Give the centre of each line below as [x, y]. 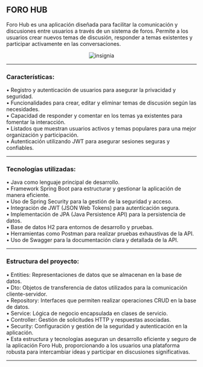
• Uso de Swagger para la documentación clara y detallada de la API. [92, 240]
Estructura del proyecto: [43, 261]
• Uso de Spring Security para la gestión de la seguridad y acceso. [89, 201]
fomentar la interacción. [36, 122]
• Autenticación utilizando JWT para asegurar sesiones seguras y [88, 141]
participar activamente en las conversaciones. [64, 44]
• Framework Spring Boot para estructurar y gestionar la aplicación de [94, 189]
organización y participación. [43, 135]
